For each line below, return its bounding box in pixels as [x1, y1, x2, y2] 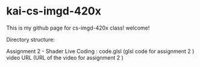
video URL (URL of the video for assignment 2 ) [6, 54, 123, 61]
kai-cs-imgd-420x [6, 4, 101, 18]
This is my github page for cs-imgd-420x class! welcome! [6, 24, 150, 31]
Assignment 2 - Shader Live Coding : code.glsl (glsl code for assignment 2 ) [6, 47, 195, 55]
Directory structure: [6, 36, 55, 43]
